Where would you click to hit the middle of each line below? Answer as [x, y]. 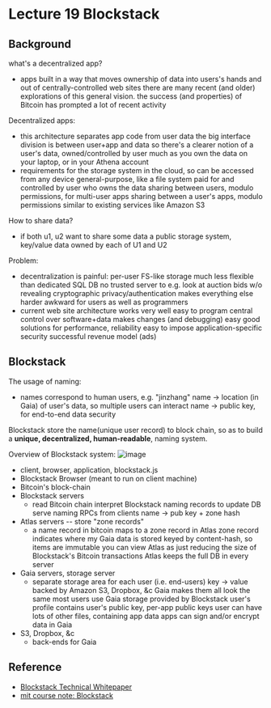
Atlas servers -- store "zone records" [82, 521]
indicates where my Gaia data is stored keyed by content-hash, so [142, 538]
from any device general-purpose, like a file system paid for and [127, 179]
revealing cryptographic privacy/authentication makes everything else [136, 293]
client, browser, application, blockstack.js [89, 469]
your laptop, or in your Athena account [85, 162]
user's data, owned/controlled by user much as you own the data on [134, 153]
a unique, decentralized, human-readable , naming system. [108, 439]
